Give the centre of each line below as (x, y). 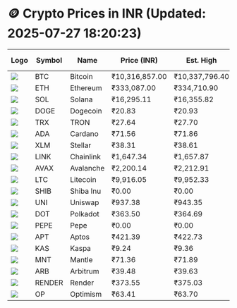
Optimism (86, 294)
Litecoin (83, 179)
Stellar (81, 145)
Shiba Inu (86, 191)
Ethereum (86, 87)
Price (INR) (139, 60)
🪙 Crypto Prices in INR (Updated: (107, 14)
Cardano (84, 133)
